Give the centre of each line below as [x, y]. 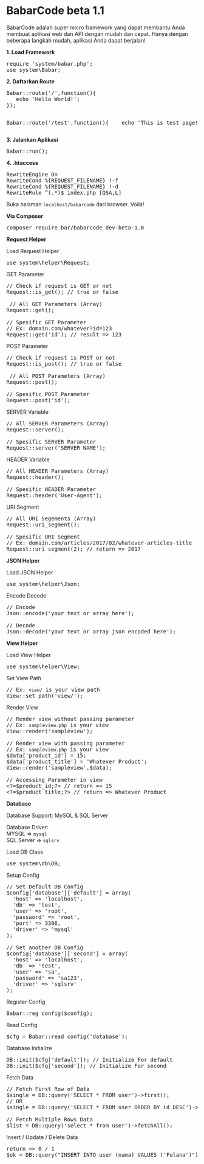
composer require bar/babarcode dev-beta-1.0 [75, 228]
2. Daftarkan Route [30, 81]
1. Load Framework [31, 52]
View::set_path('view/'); [45, 695]
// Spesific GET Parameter [46, 322]
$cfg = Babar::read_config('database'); [67, 1036]
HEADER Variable [28, 459]
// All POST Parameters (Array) [58, 376]
